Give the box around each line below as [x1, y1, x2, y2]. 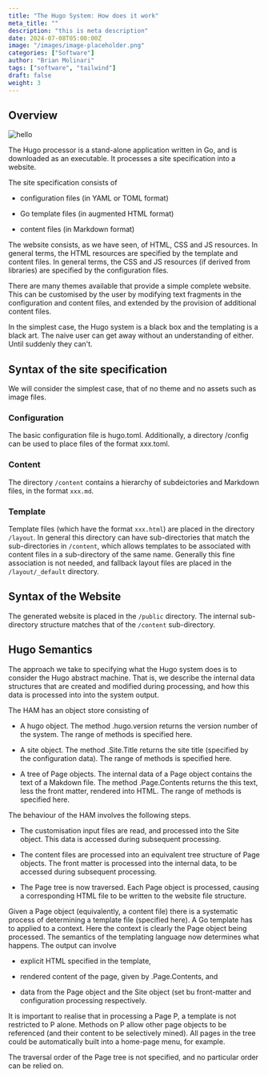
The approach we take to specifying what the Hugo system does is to [8, 664, 238, 674]
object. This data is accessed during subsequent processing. [19, 834, 222, 844]
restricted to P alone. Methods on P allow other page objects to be [8, 1019, 227, 1029]
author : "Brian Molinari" [8, 57, 94, 65]
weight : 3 [8, 79, 42, 87]
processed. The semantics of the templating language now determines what [8, 932, 260, 941]
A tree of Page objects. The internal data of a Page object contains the [19, 769, 253, 779]
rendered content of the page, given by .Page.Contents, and [19, 971, 218, 981]
